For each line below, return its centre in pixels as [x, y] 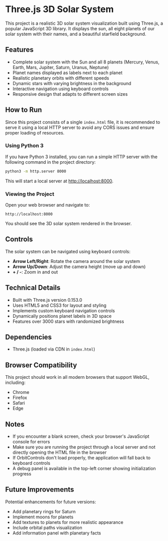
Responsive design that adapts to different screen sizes [70, 94]
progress [22, 474]
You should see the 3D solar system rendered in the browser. [68, 224]
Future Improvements [40, 490]
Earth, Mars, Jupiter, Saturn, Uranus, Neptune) [61, 67]
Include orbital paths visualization [47, 527]
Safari [19, 403]
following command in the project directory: [51, 162]
